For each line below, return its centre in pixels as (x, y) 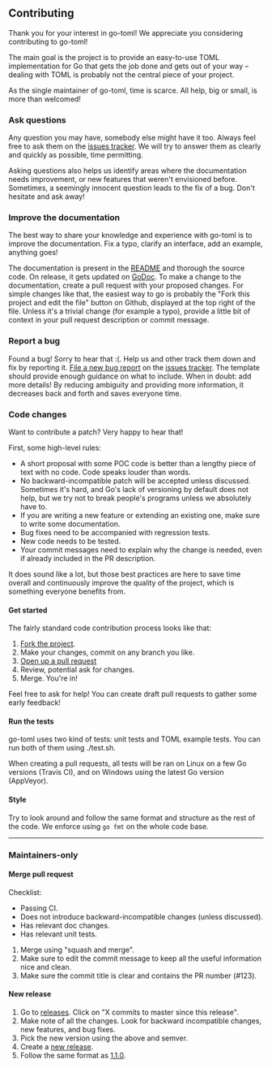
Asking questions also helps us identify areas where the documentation (127, 171)
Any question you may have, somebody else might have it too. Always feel (132, 138)
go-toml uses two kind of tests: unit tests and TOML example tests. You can (134, 739)
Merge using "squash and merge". (77, 949)
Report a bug (34, 341)
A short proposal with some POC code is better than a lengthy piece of (138, 463)
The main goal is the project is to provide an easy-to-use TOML (114, 57)
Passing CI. (39, 908)
